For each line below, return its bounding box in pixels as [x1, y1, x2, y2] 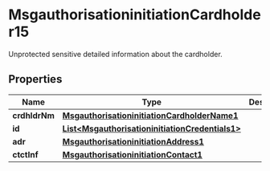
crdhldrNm [12, 110, 55, 121]
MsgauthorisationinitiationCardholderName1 [62, 110, 239, 121]
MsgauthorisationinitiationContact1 [62, 149, 203, 160]
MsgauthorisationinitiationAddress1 [62, 136, 205, 147]
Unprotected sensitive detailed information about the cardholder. [8, 49, 223, 59]
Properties [8, 72, 63, 86]
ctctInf [12, 149, 39, 160]
